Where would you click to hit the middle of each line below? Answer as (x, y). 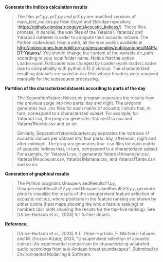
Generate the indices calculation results (46, 7)
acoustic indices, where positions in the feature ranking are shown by (87, 199)
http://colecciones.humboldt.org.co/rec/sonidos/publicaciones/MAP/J (87, 48)
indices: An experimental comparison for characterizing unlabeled (83, 244)
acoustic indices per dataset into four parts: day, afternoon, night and (86, 138)
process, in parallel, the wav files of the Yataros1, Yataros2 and (80, 32)
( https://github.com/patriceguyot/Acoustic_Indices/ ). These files (81, 27)
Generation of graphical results (37, 174)
